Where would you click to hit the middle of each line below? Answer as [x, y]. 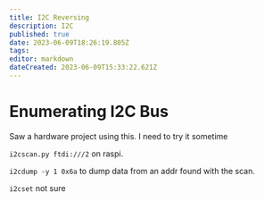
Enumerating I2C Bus [89, 112]
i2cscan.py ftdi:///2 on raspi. [66, 154]
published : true [39, 34]
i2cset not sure [37, 188]
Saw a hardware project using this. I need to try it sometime [119, 136]
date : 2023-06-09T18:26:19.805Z [69, 42]
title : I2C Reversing [49, 17]
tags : [19, 51]
